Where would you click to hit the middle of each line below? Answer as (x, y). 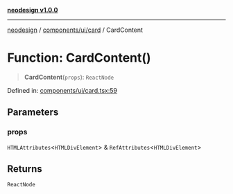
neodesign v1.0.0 (33, 10)
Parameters (33, 113)
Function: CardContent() (79, 58)
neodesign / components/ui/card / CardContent (75, 30)
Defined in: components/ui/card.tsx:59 (62, 90)
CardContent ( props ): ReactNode (69, 77)
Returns (25, 169)
